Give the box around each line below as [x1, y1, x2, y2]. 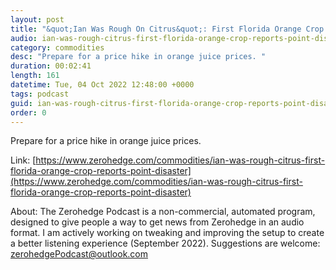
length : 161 [10, 71, 60, 81]
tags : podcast [10, 89, 70, 99]
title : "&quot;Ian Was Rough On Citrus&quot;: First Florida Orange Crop [10, 24, 325, 34]
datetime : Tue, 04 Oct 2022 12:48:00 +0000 [10, 80, 195, 90]
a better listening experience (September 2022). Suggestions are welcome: [10, 237, 321, 250]
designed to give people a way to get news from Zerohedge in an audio [10, 216, 305, 228]
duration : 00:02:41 [10, 61, 92, 71]
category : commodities [10, 42, 105, 53]
